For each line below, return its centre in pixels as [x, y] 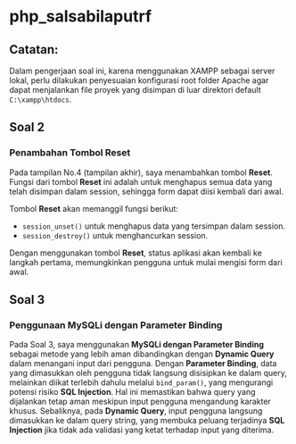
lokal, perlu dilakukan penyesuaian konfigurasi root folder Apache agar [139, 80]
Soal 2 [27, 127]
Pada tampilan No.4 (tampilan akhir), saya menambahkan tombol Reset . [141, 172]
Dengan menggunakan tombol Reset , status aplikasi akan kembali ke [136, 253]
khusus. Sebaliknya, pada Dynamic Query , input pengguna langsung [136, 411]
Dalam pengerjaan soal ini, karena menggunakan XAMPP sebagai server [142, 71]
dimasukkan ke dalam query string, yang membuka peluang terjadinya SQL [147, 421]
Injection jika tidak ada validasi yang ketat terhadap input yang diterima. [142, 430]
